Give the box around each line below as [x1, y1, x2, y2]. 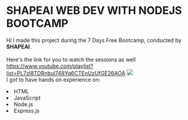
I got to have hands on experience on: [6, 76, 101, 83]
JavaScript [14, 94, 41, 101]
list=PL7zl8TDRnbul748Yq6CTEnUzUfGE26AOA [6, 69, 126, 76]
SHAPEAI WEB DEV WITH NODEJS [6, 4, 183, 18]
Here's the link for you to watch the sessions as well [6, 56, 136, 63]
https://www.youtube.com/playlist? [6, 62, 94, 70]
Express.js [14, 107, 40, 114]
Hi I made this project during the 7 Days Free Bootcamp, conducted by [6, 36, 182, 44]
